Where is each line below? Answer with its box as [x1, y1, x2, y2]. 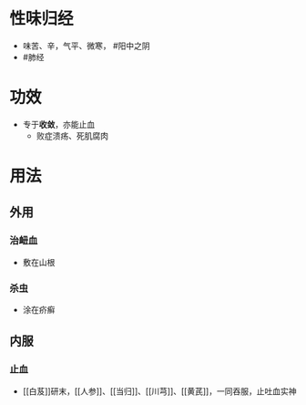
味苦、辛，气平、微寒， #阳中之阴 [22, 40, 150, 51]
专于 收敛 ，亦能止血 [22, 119, 96, 130]
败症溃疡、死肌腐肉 [36, 130, 109, 141]
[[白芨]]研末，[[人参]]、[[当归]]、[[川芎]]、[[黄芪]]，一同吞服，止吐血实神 [22, 385, 297, 397]
